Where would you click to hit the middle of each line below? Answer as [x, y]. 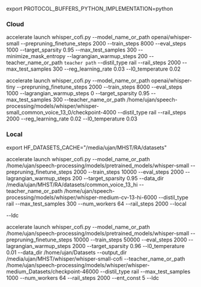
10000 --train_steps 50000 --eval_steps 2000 [130, 240]
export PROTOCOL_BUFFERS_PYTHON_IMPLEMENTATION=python [90, 9]
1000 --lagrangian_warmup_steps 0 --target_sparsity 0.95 [78, 93]
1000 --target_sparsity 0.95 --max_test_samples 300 [71, 50]
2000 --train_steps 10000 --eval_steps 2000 [129, 172]
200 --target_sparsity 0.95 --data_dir [118, 178]
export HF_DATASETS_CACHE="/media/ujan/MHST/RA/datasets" [86, 147]
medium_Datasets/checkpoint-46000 [52, 271]
